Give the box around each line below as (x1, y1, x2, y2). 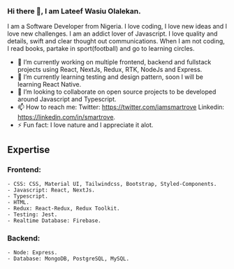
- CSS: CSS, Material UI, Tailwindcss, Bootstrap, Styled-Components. (7, 180, 217, 187)
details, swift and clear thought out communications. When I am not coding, (7, 37, 225, 45)
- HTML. (7, 198, 30, 205)
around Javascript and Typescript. (17, 95, 117, 103)
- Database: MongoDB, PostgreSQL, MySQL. (7, 255, 130, 263)
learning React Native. (17, 80, 82, 89)
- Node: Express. (7, 249, 58, 256)
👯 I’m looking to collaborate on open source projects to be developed (17, 87, 217, 96)
